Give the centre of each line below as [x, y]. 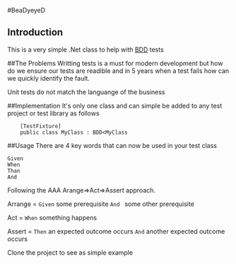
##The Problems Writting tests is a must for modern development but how [115, 63]
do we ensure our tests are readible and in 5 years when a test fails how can [118, 71]
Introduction [35, 32]
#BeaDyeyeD [26, 10]
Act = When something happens [52, 217]
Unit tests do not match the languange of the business [86, 92]
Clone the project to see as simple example [70, 252]
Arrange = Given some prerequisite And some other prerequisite [101, 204]
